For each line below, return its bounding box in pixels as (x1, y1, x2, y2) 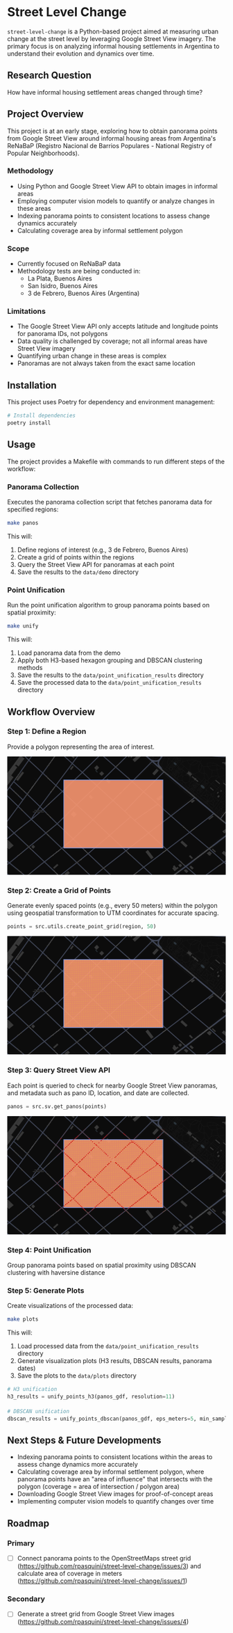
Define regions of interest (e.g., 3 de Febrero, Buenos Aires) (17, 545, 189, 554)
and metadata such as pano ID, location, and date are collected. (7, 1088, 189, 1097)
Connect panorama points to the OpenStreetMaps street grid (17, 1554, 191, 1563)
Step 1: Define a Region (7, 726, 87, 736)
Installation (7, 379, 57, 391)
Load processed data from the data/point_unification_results (17, 1342, 199, 1351)
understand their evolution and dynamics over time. (7, 49, 155, 58)
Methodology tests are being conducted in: (17, 267, 141, 276)
